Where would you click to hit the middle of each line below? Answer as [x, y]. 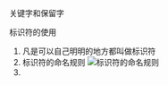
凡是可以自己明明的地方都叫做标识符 [89, 51]
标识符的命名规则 [54, 62]
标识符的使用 [33, 32]
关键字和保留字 [37, 13]
